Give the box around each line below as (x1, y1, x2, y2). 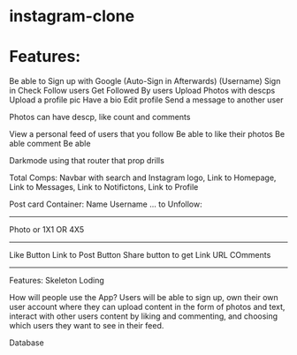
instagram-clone (9, 6, 135, 26)
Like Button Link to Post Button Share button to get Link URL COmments (9, 250, 271, 261)
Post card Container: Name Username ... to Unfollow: (9, 199, 202, 209)
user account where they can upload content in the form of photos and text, (9, 302, 286, 313)
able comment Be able (9, 139, 91, 149)
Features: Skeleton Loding (9, 276, 104, 286)
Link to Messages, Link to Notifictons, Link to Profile (9, 182, 199, 193)
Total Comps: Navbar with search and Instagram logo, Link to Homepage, (9, 172, 277, 183)
